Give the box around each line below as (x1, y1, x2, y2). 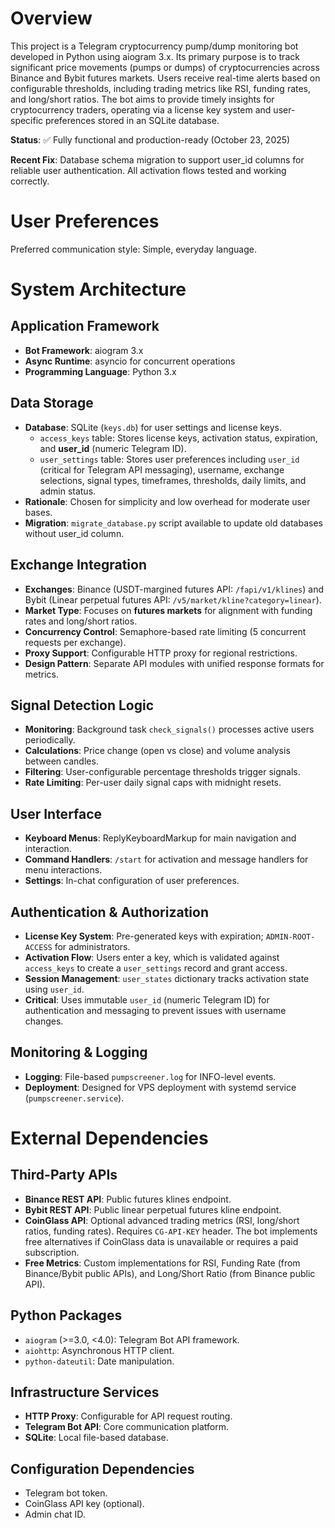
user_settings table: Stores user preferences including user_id (39, 453, 300, 465)
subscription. (24, 1246, 80, 1258)
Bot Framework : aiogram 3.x (24, 344, 144, 356)
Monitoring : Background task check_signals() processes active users (24, 723, 315, 736)
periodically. (24, 734, 76, 746)
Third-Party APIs (10, 1167, 118, 1184)
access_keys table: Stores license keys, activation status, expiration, (39, 432, 318, 444)
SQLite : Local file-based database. (24, 1432, 169, 1444)
